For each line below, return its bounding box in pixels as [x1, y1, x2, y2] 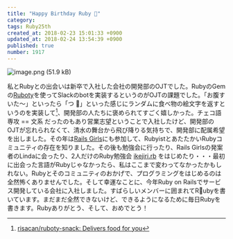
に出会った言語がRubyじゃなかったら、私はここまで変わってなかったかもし [7, 160, 222, 168]
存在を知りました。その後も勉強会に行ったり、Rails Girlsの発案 [43, 143, 223, 151]
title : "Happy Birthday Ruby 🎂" [7, 10, 101, 17]
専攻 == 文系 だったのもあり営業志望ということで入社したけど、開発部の [7, 117, 215, 125]
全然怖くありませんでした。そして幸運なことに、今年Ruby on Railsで [7, 177, 203, 186]
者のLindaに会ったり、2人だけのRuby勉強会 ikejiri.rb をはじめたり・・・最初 [7, 152, 225, 160]
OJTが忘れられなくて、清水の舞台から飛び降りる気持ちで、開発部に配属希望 [7, 125, 225, 134]
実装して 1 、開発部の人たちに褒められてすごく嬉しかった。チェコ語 [31, 107, 222, 116]
